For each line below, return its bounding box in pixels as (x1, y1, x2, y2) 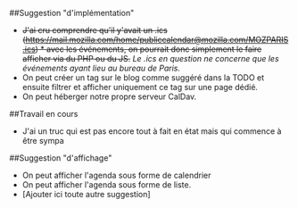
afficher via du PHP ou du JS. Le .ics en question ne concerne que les (21, 54, 279, 63)
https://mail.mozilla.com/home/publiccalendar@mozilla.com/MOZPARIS (25, 35, 289, 45)
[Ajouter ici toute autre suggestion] (21, 189, 151, 199)
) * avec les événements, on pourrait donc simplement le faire (35, 44, 262, 54)
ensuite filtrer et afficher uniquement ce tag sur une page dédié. (21, 82, 259, 92)
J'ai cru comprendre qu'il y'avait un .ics (21, 25, 168, 35)
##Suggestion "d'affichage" (9, 153, 112, 163)
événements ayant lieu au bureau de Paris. (21, 62, 181, 73)
